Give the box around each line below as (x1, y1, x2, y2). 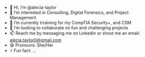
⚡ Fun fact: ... (9, 48, 36, 53)
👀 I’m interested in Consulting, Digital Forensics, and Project (9, 10, 129, 15)
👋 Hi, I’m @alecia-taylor (9, 5, 57, 10)
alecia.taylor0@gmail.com (9, 37, 62, 43)
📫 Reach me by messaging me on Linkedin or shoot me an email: (9, 30, 140, 36)
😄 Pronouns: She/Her (9, 42, 54, 48)
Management (9, 15, 36, 20)
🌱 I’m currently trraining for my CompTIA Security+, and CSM (9, 20, 131, 25)
